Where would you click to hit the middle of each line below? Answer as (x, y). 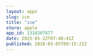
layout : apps (22, 11)
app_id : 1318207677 (30, 33)
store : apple (22, 28)
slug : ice (18, 17)
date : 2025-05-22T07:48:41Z (40, 38)
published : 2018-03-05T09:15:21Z (46, 44)
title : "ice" (22, 22)
